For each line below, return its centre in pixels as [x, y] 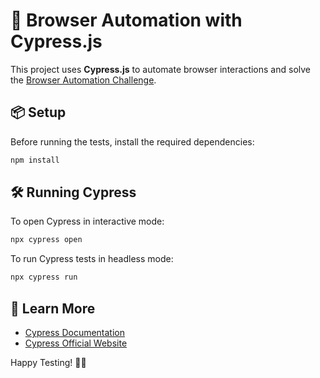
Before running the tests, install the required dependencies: [132, 141]
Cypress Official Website [76, 343]
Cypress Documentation [74, 332]
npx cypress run [44, 277]
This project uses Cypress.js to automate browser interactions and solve [160, 69]
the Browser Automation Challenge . [83, 80]
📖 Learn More [53, 308]
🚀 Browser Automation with [126, 20]
